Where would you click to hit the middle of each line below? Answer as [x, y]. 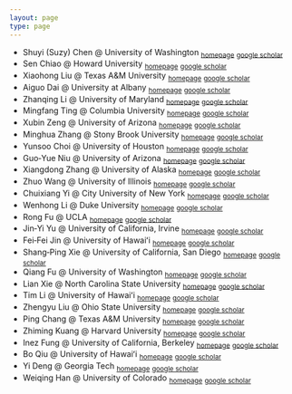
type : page [30, 26]
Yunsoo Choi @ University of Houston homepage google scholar [135, 147]
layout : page [34, 18]
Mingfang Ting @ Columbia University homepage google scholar [136, 112]
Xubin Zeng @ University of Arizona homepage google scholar [131, 124]
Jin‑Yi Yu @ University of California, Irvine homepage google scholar [143, 230]
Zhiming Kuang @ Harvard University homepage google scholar [134, 332]
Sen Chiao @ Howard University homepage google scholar [124, 65]
